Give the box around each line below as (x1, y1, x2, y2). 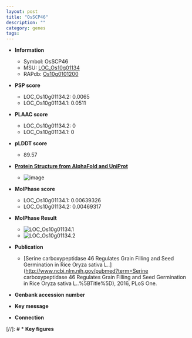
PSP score (14, 82, 41, 89)
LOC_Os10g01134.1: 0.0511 (23, 99, 86, 106)
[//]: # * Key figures (6, 326, 54, 333)
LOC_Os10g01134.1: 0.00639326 (23, 197, 102, 204)
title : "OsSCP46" (6, 14, 49, 20)
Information (14, 46, 45, 53)
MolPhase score (14, 186, 55, 193)
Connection (14, 314, 44, 321)
